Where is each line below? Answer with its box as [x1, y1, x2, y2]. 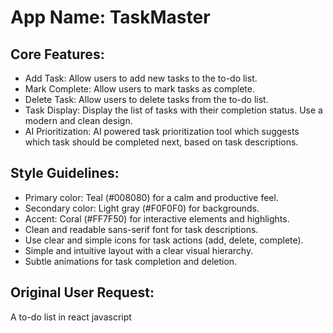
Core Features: [10, 46, 105, 63]
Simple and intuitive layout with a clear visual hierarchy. [24, 244, 254, 256]
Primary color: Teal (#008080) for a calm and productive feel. [24, 191, 279, 203]
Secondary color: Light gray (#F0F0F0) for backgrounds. [24, 202, 260, 214]
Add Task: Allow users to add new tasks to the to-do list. [24, 72, 258, 84]
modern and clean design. [24, 115, 133, 126]
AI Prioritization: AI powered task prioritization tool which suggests [24, 126, 300, 137]
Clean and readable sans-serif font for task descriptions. [24, 223, 259, 235]
